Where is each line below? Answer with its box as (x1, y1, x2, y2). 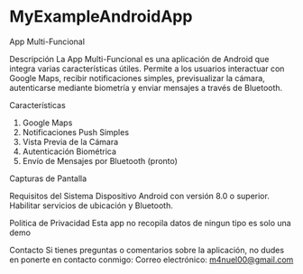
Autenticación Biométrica (22, 146, 117, 157)
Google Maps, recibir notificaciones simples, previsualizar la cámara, (9, 72, 266, 83)
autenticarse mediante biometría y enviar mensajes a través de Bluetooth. (9, 82, 283, 93)
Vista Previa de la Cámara (22, 136, 119, 147)
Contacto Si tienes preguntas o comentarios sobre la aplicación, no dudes (9, 244, 285, 255)
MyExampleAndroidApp (9, 6, 193, 27)
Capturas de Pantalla (9, 173, 87, 184)
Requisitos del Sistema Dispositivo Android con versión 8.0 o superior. (9, 190, 271, 201)
